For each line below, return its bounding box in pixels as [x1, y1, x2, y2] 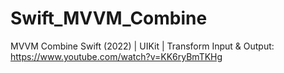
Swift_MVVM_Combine [10, 7, 208, 30]
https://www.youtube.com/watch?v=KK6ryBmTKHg [10, 50, 223, 62]
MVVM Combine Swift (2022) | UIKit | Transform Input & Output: [10, 40, 275, 52]
